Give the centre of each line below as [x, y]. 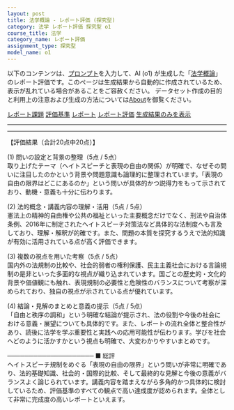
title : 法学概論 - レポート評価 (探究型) [61, 20]
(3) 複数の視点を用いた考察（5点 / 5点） [64, 256]
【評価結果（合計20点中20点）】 [53, 142]
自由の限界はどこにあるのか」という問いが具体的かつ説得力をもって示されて [117, 183]
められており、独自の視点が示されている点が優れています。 [92, 291]
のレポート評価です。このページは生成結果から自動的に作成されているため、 [117, 82]
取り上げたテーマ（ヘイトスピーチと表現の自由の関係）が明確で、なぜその [114, 165]
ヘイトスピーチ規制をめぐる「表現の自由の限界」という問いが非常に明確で [114, 364]
